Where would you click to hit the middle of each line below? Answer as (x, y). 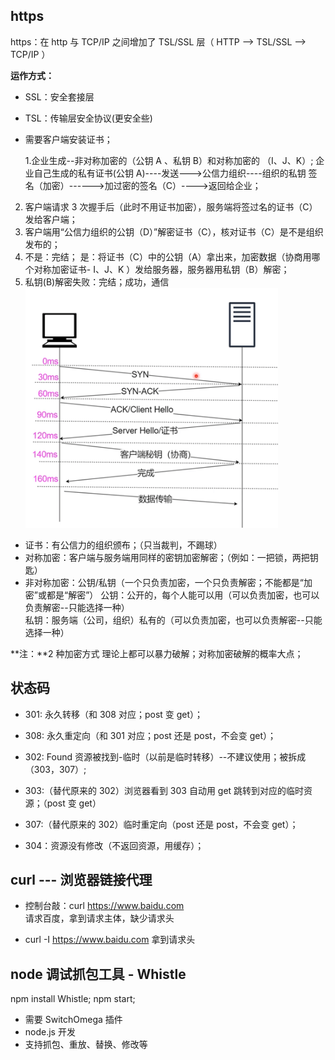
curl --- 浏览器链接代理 (81, 880)
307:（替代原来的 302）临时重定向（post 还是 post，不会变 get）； (161, 824)
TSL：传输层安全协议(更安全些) (88, 118)
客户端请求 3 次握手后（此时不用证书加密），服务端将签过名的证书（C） (171, 206)
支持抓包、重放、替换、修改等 (86, 1045)
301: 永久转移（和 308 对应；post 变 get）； (114, 714)
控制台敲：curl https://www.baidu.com (104, 906)
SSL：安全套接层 (59, 96)
